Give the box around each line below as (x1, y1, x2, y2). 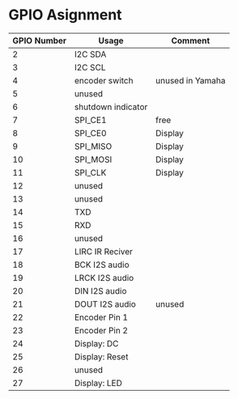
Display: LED (74, 377, 123, 388)
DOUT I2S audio (74, 298, 136, 309)
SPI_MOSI (74, 154, 113, 165)
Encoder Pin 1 (74, 312, 128, 323)
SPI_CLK (74, 167, 107, 178)
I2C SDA (74, 49, 107, 60)
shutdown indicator (74, 101, 148, 112)
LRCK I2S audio (74, 272, 134, 283)
